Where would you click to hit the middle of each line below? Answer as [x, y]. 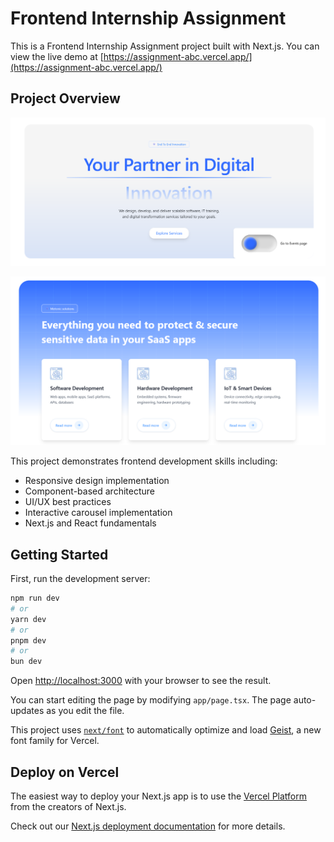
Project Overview [65, 98]
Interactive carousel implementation [98, 513]
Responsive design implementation [97, 481]
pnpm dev [28, 640]
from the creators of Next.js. [68, 806]
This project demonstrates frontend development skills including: [144, 461]
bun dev [26, 662]
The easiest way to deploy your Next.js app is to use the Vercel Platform [159, 796]
